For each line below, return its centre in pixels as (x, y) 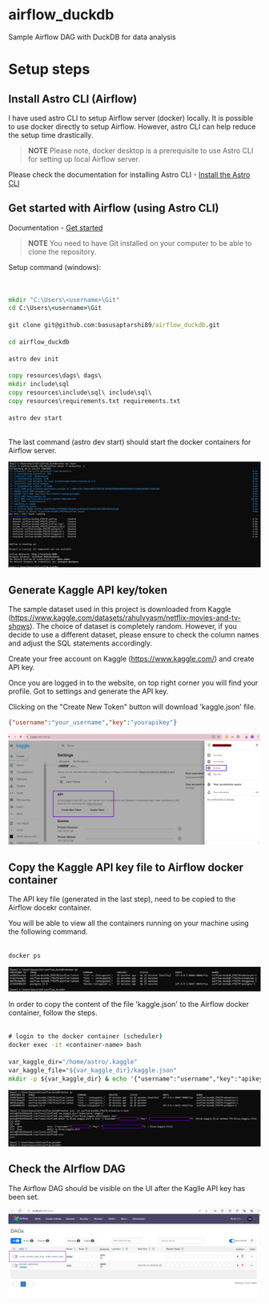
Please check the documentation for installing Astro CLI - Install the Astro (129, 175)
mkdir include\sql (39, 384)
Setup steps (49, 69)
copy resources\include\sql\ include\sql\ (80, 393)
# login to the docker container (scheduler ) (85, 1036)
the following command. (48, 932)
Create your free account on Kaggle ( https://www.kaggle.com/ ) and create (131, 658)
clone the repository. (62, 252)
